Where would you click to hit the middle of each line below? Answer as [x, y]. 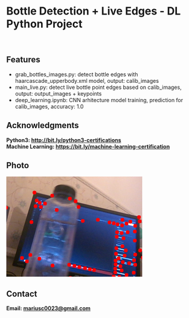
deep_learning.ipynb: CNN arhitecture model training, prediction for [99, 100]
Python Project [44, 24]
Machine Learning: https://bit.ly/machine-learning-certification [88, 146]
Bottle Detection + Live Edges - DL [94, 11]
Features [23, 60]
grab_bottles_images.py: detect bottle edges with [76, 74]
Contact [22, 294]
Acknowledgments [43, 125]
